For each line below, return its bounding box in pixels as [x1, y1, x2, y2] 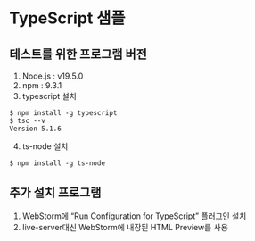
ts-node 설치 [21, 141, 69, 152]
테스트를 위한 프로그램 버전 [9, 46, 147, 62]
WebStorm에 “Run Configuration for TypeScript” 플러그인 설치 [21, 211, 247, 221]
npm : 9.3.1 [21, 80, 62, 90]
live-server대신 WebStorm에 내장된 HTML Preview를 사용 [21, 221, 229, 232]
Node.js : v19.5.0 [21, 71, 84, 81]
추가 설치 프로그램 [9, 185, 102, 201]
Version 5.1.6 [9, 124, 62, 133]
